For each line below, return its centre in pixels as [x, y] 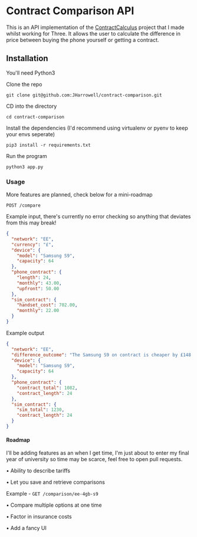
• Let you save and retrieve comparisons [55, 482]
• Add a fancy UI [27, 528]
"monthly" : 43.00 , [39, 283]
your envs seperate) [30, 134]
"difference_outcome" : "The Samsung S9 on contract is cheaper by [95, 355]
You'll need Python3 [31, 73]
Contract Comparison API [70, 11]
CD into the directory [32, 106]
